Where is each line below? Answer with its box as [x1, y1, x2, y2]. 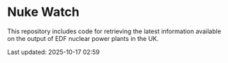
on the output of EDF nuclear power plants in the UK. [7, 34, 159, 42]
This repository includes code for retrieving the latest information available [7, 27, 222, 35]
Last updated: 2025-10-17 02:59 [7, 48, 100, 56]
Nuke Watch [7, 4, 80, 20]
